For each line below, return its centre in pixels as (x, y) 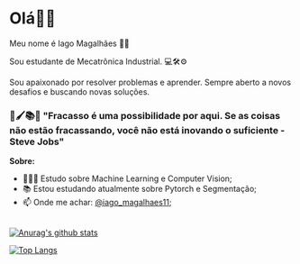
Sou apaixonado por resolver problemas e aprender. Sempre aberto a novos (150, 82)
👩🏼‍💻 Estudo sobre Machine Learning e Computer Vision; (127, 178)
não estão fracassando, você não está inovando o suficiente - (147, 130)
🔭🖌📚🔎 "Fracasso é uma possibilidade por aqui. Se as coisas (145, 115)
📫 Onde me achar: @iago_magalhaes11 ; (97, 203)
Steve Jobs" (37, 141)
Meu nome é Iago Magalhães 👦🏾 (70, 43)
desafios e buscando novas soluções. (80, 91)
